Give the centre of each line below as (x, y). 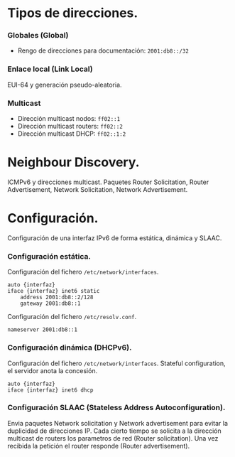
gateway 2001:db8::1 (50, 303)
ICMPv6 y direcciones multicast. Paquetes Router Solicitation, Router (108, 182)
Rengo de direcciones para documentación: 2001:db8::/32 (103, 50)
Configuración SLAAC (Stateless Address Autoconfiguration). (116, 408)
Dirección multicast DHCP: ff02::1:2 (72, 134)
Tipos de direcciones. (73, 13)
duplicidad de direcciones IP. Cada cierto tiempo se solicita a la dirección (114, 431)
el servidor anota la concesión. (53, 370)
